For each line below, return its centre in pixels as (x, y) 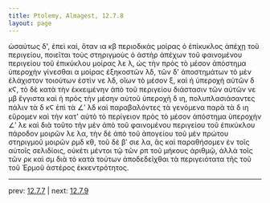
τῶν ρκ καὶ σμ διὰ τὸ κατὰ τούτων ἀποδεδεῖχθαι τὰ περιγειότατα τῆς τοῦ (130, 159)
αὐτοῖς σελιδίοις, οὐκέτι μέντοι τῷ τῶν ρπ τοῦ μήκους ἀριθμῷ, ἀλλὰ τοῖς (131, 150)
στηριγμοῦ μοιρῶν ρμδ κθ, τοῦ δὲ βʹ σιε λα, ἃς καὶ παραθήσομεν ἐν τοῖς (129, 142)
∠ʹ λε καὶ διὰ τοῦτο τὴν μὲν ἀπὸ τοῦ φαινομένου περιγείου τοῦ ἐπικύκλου (132, 124)
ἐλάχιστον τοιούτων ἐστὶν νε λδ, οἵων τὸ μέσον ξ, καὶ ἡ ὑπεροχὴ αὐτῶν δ (131, 80)
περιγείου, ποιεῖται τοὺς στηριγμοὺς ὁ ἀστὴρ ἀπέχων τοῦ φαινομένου (125, 55)
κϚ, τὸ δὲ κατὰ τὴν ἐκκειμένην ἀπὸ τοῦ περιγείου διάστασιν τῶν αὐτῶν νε (132, 89)
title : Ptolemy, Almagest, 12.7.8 (66, 16)
